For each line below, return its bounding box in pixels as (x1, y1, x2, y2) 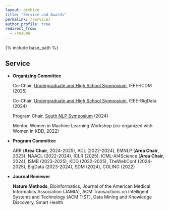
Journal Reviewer (12, 173, 50, 179)
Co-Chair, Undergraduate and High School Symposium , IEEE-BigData (12, 97, 157, 103)
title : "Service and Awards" (5, 12, 67, 17)
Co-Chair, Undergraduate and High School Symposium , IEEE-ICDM (12, 82, 152, 88)
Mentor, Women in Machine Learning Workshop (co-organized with (12, 122, 153, 129)
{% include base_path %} (5, 45, 59, 50)
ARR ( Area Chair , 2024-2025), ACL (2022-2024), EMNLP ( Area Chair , (12, 147, 159, 153)
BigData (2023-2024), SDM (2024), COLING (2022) (27, 164, 135, 170)
